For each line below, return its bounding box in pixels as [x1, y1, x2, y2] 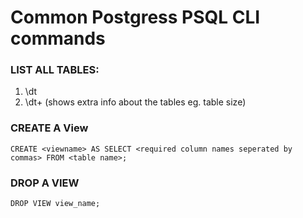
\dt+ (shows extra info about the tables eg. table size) [24, 96, 247, 108]
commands [10, 27, 106, 50]
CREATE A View [10, 121, 89, 135]
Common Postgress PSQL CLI [10, 6, 261, 29]
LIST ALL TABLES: [10, 63, 100, 77]
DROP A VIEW [10, 176, 80, 190]
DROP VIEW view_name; [10, 199, 101, 209]
